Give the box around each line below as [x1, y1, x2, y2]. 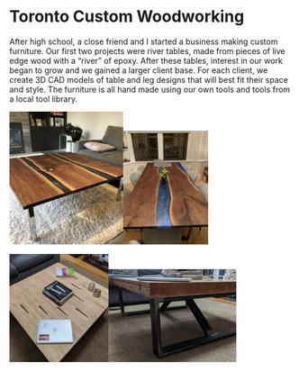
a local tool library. [9, 93, 78, 104]
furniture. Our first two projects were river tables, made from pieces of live [9, 45, 285, 56]
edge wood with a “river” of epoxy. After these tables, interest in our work [9, 55, 284, 66]
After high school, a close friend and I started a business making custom [9, 36, 278, 47]
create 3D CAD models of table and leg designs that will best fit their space [9, 74, 288, 85]
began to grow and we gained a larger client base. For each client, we [9, 65, 268, 76]
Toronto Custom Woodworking [9, 6, 245, 27]
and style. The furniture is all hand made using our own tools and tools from [9, 84, 291, 95]
